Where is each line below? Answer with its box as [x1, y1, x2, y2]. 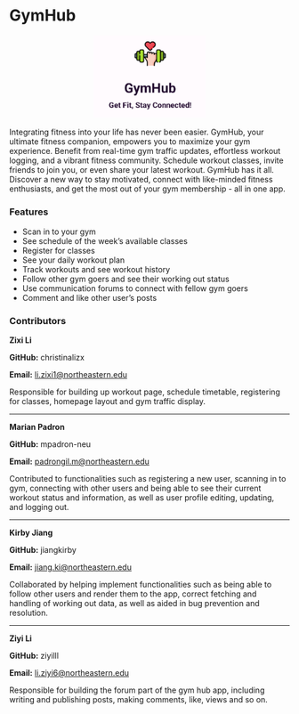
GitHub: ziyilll [9, 650, 60, 661]
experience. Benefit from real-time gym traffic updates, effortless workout [9, 146, 281, 157]
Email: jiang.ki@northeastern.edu [9, 562, 132, 572]
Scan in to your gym [21, 226, 96, 237]
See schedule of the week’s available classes [21, 235, 189, 246]
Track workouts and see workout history [21, 264, 171, 274]
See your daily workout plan [21, 255, 125, 265]
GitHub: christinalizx [9, 352, 85, 362]
